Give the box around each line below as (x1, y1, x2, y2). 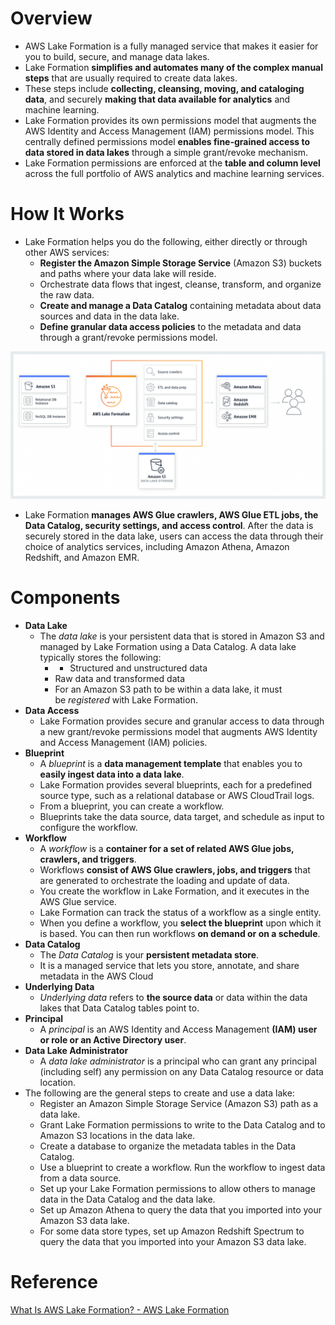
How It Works (10, 203, 125, 226)
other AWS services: (24, 246, 110, 258)
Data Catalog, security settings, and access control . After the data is (24, 520, 314, 532)
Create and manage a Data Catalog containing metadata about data (39, 299, 322, 311)
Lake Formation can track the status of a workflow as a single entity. (39, 907, 322, 919)
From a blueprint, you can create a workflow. (39, 800, 225, 812)
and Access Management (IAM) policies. (39, 737, 208, 749)
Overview (10, 7, 93, 30)
